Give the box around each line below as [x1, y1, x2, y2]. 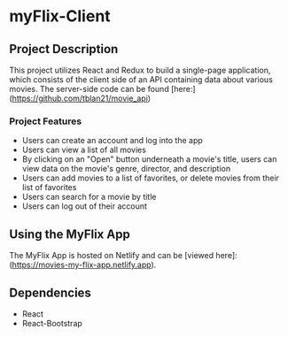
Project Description [9, 42, 119, 57]
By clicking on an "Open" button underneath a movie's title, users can [21, 154, 277, 165]
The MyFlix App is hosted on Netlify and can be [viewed [9, 250, 214, 261]
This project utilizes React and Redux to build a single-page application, [9, 65, 271, 75]
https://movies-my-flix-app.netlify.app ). [12, 259, 157, 271]
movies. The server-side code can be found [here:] [9, 84, 197, 94]
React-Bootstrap [21, 318, 82, 328]
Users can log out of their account [21, 201, 148, 211]
